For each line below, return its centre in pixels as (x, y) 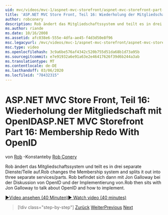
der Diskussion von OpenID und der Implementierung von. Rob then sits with (83, 182)
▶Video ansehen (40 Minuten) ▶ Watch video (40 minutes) (66, 197)
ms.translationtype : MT (30, 61)
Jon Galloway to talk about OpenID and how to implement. (65, 188)
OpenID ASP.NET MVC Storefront (74, 122)
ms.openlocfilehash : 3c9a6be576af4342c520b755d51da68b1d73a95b (72, 52)
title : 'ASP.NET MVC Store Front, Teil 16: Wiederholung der (70, 15)
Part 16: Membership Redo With (72, 132)
